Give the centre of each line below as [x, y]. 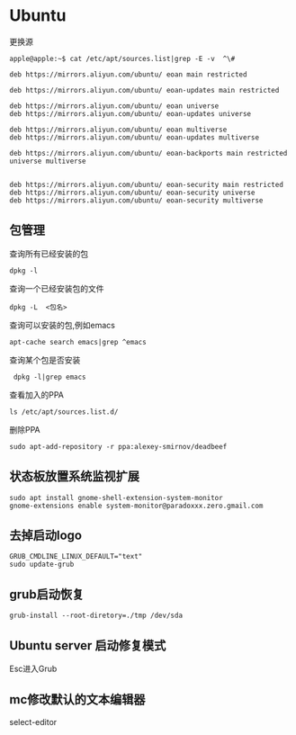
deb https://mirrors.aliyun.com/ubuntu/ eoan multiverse [118, 130]
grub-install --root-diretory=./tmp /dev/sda [96, 616]
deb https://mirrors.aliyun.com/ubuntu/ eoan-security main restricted [146, 184]
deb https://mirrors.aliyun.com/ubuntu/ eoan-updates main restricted [144, 90]
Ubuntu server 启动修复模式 [88, 645]
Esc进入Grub [33, 668]
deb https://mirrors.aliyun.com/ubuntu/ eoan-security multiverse [136, 200]
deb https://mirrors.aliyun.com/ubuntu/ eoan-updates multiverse [134, 137]
